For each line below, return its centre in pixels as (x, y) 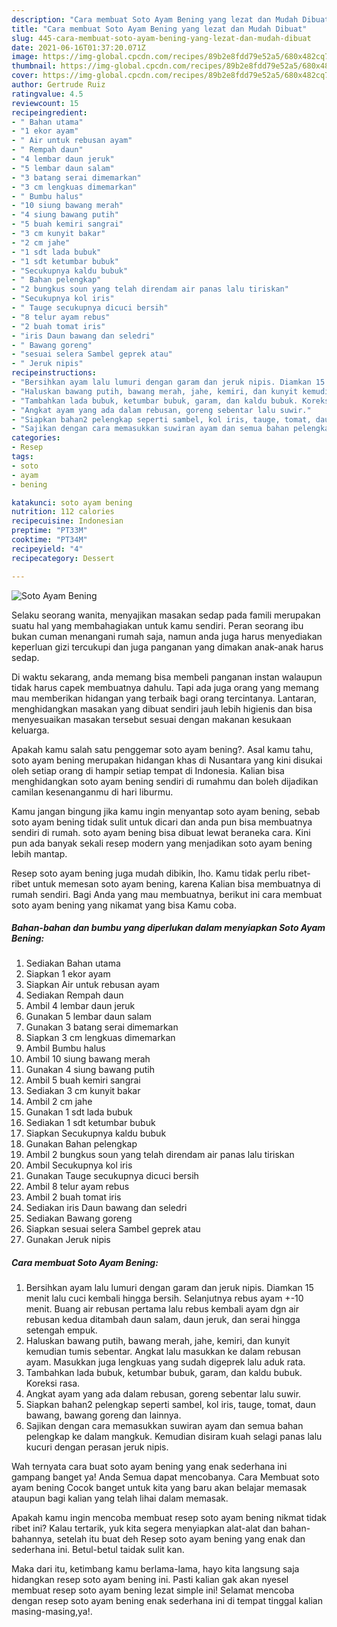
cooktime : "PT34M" (49, 540)
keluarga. (30, 730)
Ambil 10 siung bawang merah (88, 1059)
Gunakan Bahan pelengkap (81, 1144)
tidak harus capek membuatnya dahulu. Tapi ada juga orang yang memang (165, 687)
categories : (36, 438)
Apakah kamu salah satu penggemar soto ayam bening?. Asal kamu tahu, (162, 749)
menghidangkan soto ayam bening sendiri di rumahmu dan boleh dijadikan (165, 781)
